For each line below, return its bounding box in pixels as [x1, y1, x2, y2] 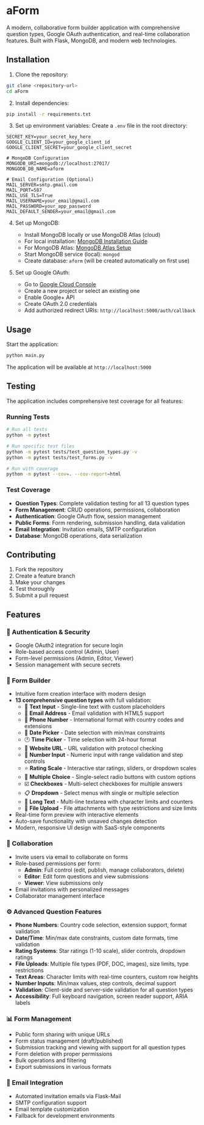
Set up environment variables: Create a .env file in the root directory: [15, 122, 188, 129]
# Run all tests [6, 427, 47, 433]
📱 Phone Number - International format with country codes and [24, 716, 184, 723]
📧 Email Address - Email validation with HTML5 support [24, 709, 164, 717]
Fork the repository [15, 566, 64, 573]
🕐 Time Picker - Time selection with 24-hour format [24, 736, 157, 743]
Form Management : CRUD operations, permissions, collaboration [15, 506, 181, 513]
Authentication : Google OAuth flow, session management [15, 512, 161, 519]
